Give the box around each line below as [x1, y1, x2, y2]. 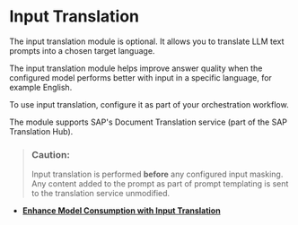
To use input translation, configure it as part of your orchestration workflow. [9, 99, 289, 109]
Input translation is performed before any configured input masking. [31, 169, 284, 180]
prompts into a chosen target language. [9, 45, 155, 56]
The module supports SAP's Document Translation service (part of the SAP [9, 117, 287, 127]
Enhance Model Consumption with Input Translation [22, 205, 222, 216]
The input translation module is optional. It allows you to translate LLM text [9, 36, 285, 47]
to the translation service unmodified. [31, 188, 171, 199]
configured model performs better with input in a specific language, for [9, 72, 272, 82]
